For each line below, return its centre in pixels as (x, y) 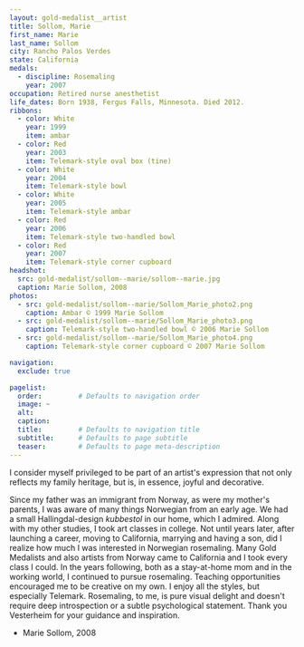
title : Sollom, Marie (50, 26)
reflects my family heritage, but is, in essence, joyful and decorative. (137, 482)
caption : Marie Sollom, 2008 (72, 287)
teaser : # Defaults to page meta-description (119, 446)
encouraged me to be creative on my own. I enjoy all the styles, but (134, 586)
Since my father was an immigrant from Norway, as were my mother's (139, 499)
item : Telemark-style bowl (76, 187)
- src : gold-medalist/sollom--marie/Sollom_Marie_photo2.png (135, 304)
